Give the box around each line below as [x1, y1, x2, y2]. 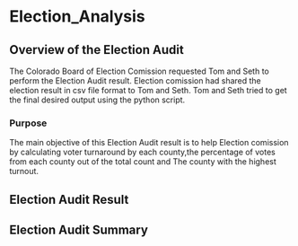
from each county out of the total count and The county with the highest [9, 156, 276, 167]
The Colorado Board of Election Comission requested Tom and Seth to [9, 66, 269, 76]
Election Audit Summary [9, 223, 148, 238]
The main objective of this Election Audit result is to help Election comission [9, 137, 289, 148]
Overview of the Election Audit [9, 42, 184, 57]
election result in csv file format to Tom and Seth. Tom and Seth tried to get [9, 85, 287, 95]
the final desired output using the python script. [9, 94, 186, 105]
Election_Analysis [9, 6, 145, 27]
